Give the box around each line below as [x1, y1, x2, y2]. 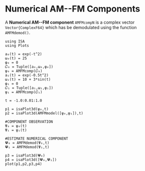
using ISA [5, 39, 25, 44]
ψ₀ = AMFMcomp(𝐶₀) [5, 69, 43, 73]
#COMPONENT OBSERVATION [5, 119, 53, 124]
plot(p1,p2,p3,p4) [5, 161, 42, 166]
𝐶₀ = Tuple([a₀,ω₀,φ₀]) [5, 64, 53, 69]
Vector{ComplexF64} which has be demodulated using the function [5, 24, 137, 30]
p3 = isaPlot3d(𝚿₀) [5, 153, 45, 158]
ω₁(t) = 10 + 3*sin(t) [5, 77, 51, 82]
